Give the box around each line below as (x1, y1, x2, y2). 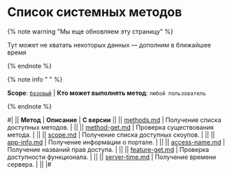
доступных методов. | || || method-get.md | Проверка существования (7, 123, 215, 131)
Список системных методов (7, 4, 182, 20)
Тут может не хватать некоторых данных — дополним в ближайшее (7, 40, 212, 49)
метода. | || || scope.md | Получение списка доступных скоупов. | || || (7, 130, 215, 139)
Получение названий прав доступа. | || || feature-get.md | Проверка (7, 145, 210, 153)
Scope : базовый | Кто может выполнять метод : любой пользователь (7, 89, 206, 97)
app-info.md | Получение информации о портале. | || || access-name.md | (7, 137, 226, 146)
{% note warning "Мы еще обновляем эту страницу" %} (7, 27, 173, 36)
